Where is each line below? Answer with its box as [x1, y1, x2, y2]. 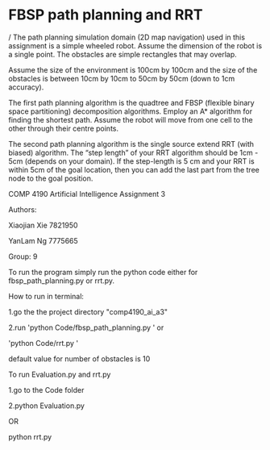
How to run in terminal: [8, 291, 85, 301]
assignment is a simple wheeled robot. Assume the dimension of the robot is [8, 40, 263, 50]
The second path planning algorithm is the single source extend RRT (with [8, 139, 255, 148]
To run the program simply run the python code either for [8, 267, 198, 277]
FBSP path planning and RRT [8, 6, 203, 24]
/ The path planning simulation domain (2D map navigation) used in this [8, 32, 246, 42]
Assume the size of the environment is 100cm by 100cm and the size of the [8, 65, 258, 74]
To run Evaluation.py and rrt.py [8, 369, 111, 379]
